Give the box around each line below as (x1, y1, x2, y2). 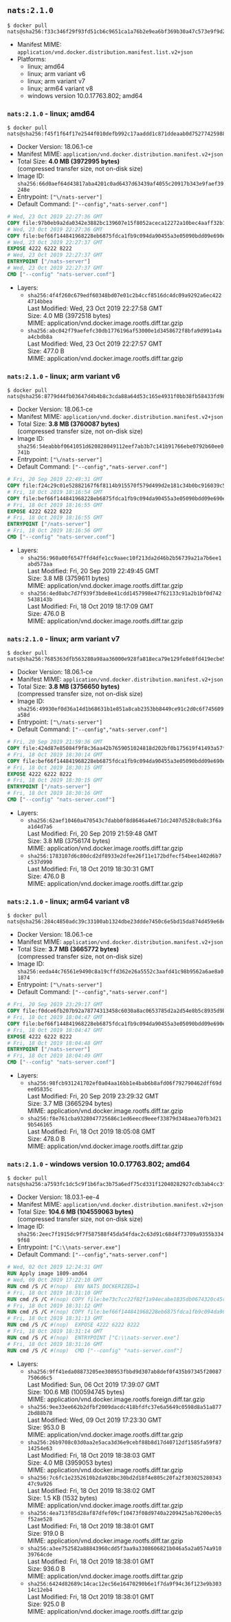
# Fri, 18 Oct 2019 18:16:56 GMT (7, 527, 103, 534)
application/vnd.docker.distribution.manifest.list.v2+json (16, 48, 193, 56)
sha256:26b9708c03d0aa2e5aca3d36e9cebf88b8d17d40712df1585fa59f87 (27, 1438, 222, 1446)
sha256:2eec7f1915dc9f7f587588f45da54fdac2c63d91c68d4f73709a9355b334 (16, 1231, 224, 1238)
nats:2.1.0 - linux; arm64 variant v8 (7, 896, 130, 906)
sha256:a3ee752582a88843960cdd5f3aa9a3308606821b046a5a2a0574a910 (27, 1545, 222, 1552)
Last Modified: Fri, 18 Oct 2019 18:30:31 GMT (27, 864, 155, 873)
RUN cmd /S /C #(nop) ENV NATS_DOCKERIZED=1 (7, 1283, 140, 1289)
